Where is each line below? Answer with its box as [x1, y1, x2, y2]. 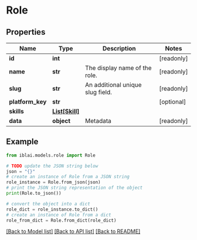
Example [6, 136, 39, 147]
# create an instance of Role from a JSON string [6, 174, 130, 180]
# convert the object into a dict [6, 201, 91, 206]
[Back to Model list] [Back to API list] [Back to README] [6, 228, 141, 235]
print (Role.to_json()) [6, 191, 62, 196]
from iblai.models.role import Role [6, 152, 96, 158]
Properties [6, 27, 46, 37]
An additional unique [84, 81, 142, 89]
